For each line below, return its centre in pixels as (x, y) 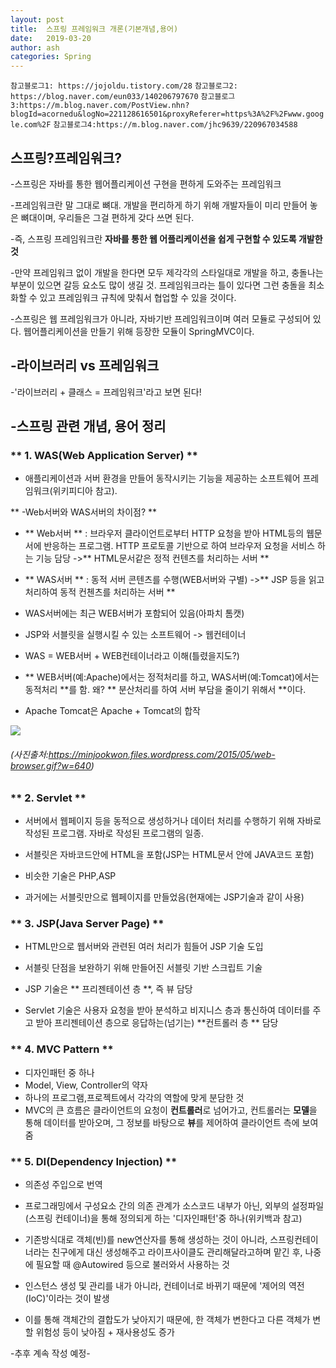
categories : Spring (51, 57)
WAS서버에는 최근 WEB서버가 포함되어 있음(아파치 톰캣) (134, 613)
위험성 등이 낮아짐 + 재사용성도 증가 (105, 1332)
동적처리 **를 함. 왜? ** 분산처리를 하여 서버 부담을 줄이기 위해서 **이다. (165, 690)
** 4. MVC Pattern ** (62, 1049)
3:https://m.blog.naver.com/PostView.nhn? (100, 106)
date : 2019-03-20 (51, 38)
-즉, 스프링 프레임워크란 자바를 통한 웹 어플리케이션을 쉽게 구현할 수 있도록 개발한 (166, 238)
